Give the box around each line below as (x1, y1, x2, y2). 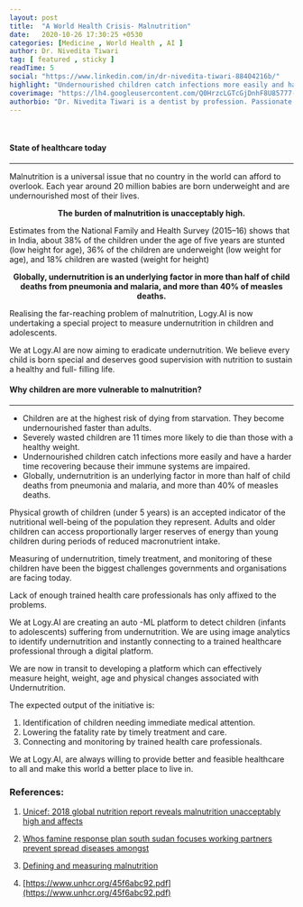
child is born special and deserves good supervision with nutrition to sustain (9, 353, 293, 365)
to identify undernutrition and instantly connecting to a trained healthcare (9, 636, 282, 646)
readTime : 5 (9, 64, 54, 73)
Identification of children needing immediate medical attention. (22, 717, 255, 728)
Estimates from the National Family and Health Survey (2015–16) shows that (9, 224, 290, 235)
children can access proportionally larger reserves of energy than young (9, 526, 279, 536)
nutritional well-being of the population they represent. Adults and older (9, 516, 276, 527)
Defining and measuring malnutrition (22, 860, 159, 871)
